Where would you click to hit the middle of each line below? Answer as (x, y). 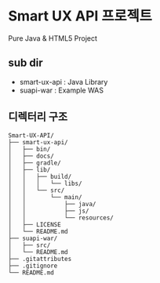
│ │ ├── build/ (40, 176)
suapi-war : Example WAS (62, 90)
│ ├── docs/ (31, 156)
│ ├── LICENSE (35, 224)
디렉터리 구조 (38, 117)
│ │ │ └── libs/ (45, 183)
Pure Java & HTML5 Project (53, 38)
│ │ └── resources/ (61, 218)
